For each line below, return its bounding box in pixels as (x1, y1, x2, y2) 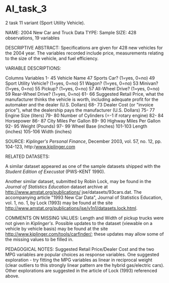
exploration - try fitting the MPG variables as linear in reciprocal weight (5, 257, 152, 263)
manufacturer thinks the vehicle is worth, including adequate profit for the (5, 96, 159, 102)
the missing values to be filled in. (5, 236, 74, 242)
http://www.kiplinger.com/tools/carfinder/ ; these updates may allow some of (5, 231, 164, 237)
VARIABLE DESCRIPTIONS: (5, 65, 62, 71)
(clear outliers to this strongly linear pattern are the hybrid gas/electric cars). (5, 262, 164, 268)
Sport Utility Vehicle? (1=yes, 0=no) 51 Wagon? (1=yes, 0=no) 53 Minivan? (5, 80, 158, 86)
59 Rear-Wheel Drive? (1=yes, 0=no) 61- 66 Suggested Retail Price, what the (5, 91, 164, 97)
